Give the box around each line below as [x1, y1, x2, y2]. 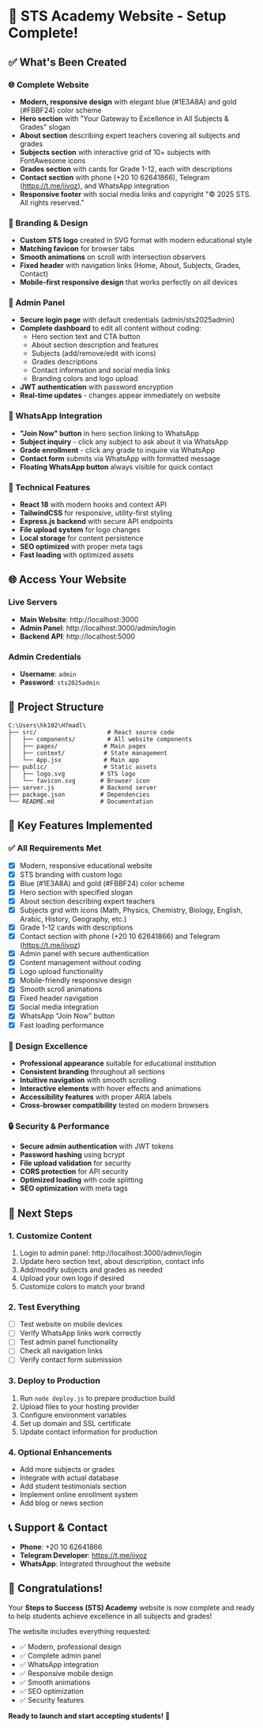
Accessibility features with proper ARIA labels [19, 1092, 172, 1101]
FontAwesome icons [19, 156, 86, 165]
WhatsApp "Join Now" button [19, 1011, 115, 1021]
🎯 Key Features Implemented [8, 819, 152, 832]
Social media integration [19, 1002, 99, 1012]
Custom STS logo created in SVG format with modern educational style [19, 236, 253, 245]
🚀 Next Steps [8, 1206, 73, 1220]
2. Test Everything [8, 1301, 81, 1312]
